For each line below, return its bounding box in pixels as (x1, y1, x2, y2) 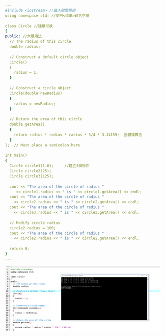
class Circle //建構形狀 (5, 24, 53, 28)
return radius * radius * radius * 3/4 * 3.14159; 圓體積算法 (14, 132, 142, 137)
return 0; (9, 246, 29, 252)
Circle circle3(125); (9, 173, 54, 179)
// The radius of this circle (9, 39, 71, 44)
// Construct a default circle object (9, 55, 89, 59)
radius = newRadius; (14, 101, 56, 106)
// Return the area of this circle (9, 117, 82, 122)
